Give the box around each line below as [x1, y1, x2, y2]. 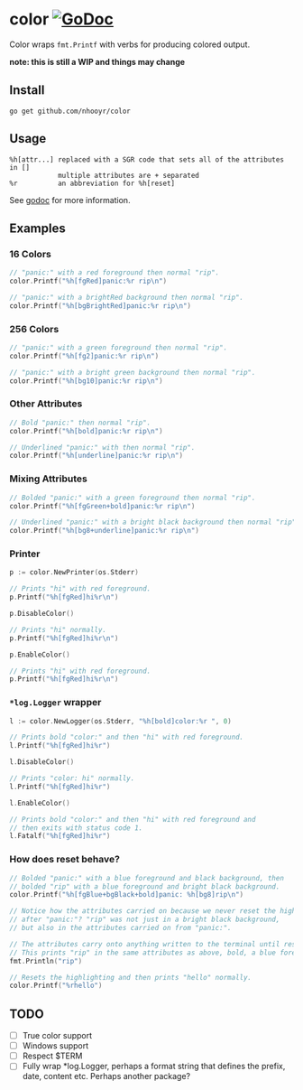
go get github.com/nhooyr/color [9, 107, 131, 116]
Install [9, 82, 45, 98]
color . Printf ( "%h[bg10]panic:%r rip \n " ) [9, 376, 164, 386]
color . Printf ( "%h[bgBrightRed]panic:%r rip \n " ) [9, 301, 192, 311]
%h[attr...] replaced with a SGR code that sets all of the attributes [9, 154, 284, 164]
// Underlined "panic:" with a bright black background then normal [9, 517, 272, 527]
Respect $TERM [22, 1050, 83, 1061]
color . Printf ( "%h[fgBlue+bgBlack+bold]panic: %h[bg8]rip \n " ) [9, 890, 244, 899]
